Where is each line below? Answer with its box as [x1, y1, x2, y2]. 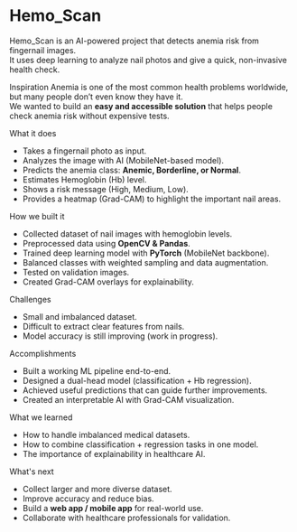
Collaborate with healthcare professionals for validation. [22, 512, 231, 523]
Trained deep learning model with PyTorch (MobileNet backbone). [22, 247, 270, 258]
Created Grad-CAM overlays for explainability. [22, 276, 194, 287]
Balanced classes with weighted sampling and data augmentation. [22, 257, 269, 267]
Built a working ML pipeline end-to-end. [22, 365, 172, 376]
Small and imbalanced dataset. [22, 311, 137, 322]
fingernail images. [9, 44, 77, 55]
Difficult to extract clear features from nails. [22, 321, 185, 331]
